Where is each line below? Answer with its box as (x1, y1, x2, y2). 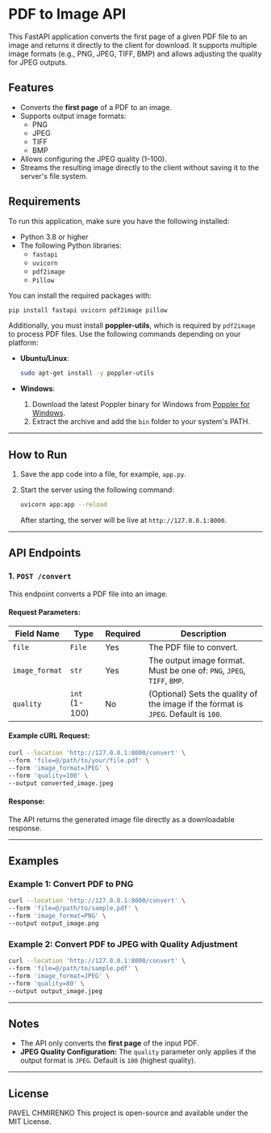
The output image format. (148, 655, 245, 666)
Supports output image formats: (19, 111, 127, 121)
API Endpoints (8, 546, 81, 560)
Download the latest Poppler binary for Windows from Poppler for (31, 400, 250, 409)
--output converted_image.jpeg (8, 779, 114, 787)
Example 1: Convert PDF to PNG (8, 878, 134, 889)
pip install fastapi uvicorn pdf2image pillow (8, 306, 168, 314)
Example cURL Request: (8, 731, 90, 740)
